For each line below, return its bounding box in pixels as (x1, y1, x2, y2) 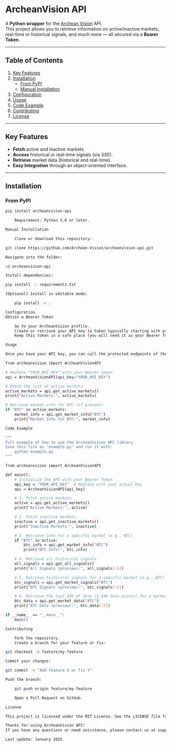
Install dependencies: (5, 273, 53, 278)
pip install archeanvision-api (5, 209, 72, 214)
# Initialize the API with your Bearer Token (14, 477, 113, 482)
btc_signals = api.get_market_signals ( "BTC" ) (14, 579, 113, 585)
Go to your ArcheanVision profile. (14, 323, 90, 329)
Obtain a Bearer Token (5, 314, 53, 319)
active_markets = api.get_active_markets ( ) (5, 389, 99, 394)
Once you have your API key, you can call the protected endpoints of (5, 351, 158, 357)
